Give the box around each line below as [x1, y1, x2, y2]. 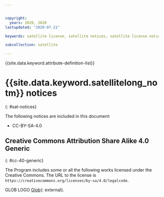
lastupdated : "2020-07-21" [5, 25, 60, 30]
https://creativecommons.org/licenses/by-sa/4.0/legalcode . [5, 177, 129, 183]
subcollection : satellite [5, 43, 58, 47]
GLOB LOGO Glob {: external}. [5, 187, 64, 193]
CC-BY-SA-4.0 [12, 123, 42, 129]
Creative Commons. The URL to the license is [5, 172, 97, 178]
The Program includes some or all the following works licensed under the [5, 167, 152, 173]
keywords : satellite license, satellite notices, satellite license [5, 34, 147, 39]
